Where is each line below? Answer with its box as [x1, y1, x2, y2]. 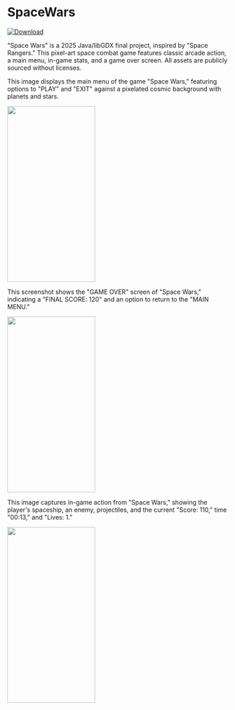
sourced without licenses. [7, 63, 82, 72]
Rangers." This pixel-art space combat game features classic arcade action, [7, 49, 227, 57]
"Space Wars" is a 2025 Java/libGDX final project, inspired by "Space [7, 41, 208, 49]
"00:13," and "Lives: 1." [7, 512, 73, 521]
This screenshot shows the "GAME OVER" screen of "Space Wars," [7, 288, 201, 296]
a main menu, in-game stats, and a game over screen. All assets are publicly [7, 56, 228, 64]
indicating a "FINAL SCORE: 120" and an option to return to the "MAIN [7, 295, 209, 303]
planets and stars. [7, 92, 60, 101]
